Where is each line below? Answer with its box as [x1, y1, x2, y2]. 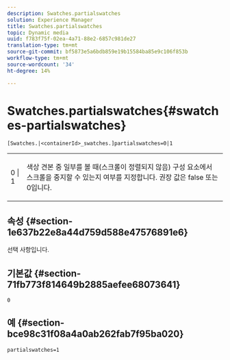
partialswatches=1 [7, 346, 60, 353]
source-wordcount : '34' [7, 61, 75, 68]
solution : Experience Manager [7, 16, 94, 23]
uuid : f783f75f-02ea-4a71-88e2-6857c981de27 [7, 36, 136, 43]
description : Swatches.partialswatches [7, 10, 121, 17]
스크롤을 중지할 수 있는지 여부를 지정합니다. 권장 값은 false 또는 [26, 173, 218, 182]
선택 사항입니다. [7, 245, 50, 254]
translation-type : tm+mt [7, 42, 78, 49]
